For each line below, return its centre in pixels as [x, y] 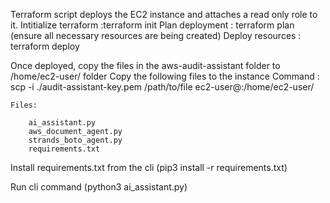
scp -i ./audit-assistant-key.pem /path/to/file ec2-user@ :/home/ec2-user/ [162, 87]
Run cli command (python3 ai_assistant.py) [99, 187]
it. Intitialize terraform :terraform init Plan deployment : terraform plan [152, 25]
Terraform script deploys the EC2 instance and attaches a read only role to [164, 14]
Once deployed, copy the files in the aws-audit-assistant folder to [145, 65]
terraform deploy [45, 46]
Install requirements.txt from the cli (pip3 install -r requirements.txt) [149, 167]
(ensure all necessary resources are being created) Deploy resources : [156, 35]
